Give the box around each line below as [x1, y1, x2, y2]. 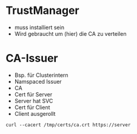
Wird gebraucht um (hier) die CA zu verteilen [14, 30, 127, 37]
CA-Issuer [5, 52, 58, 65]
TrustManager [5, 4, 79, 18]
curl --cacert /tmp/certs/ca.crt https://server [5, 122, 131, 128]
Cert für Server [14, 90, 53, 98]
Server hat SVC [14, 97, 53, 104]
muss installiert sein [14, 24, 65, 31]
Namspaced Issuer [14, 78, 62, 85]
